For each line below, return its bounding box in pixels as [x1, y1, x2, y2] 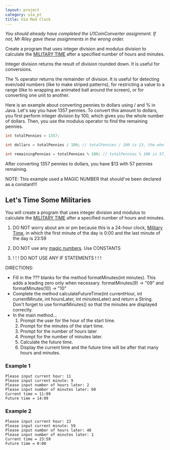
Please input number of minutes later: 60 [5, 387, 96, 392]
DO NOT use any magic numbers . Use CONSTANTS [12, 245, 121, 251]
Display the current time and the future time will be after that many [20, 344, 159, 350]
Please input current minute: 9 [5, 378, 73, 383]
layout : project [5, 7, 39, 13]
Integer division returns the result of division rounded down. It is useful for [5, 61, 160, 67]
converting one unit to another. [5, 92, 70, 99]
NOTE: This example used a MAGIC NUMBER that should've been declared [5, 176, 161, 182]
